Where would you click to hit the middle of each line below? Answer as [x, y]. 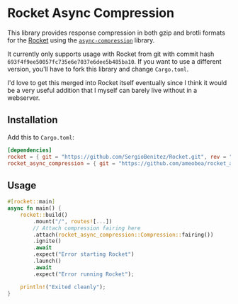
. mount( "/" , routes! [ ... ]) [73, 221]
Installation [33, 120]
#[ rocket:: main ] [31, 202]
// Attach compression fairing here [87, 228]
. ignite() [47, 241]
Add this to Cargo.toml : [41, 137]
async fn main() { [34, 208]
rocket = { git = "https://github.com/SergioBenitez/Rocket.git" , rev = [117, 157]
